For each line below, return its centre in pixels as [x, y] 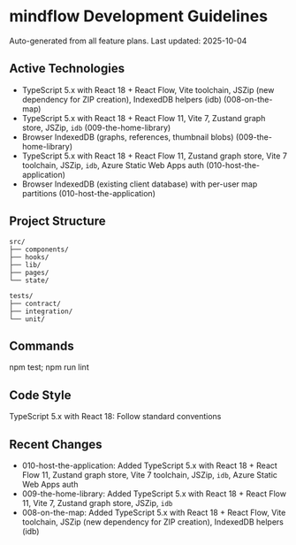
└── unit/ [27, 319]
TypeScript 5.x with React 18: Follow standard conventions [115, 417]
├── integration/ [41, 311]
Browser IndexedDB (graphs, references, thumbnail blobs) [128, 137]
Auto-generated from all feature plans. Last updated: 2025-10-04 [128, 41]
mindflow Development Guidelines [138, 16]
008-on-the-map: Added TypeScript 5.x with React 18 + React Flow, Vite [154, 512]
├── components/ [39, 249]
